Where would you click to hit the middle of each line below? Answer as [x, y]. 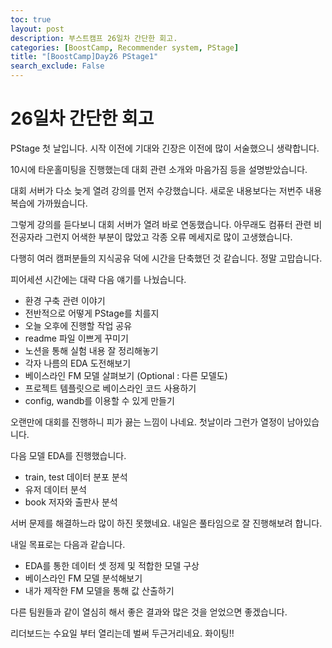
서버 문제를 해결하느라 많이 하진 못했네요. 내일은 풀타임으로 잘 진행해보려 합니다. [166, 523]
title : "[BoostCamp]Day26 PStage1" [84, 57]
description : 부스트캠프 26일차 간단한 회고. [94, 38]
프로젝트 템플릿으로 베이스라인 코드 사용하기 [110, 388]
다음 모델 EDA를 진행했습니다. [68, 455]
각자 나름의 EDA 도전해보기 [78, 363]
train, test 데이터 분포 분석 [76, 477]
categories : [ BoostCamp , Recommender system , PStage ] [125, 47]
